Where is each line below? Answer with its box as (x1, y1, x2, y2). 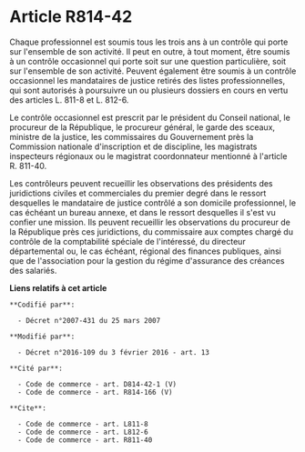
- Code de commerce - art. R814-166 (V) (17, 387, 173, 397)
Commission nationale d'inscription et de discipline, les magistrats (9, 141, 258, 152)
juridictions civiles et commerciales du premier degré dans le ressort (9, 187, 267, 198)
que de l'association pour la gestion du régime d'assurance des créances (9, 255, 285, 266)
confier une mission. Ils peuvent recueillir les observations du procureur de (9, 216, 291, 227)
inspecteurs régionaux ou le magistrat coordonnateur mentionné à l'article (9, 150, 288, 161)
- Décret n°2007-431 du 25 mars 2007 (17, 316, 161, 325)
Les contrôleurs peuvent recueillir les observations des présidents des (9, 177, 273, 188)
